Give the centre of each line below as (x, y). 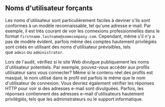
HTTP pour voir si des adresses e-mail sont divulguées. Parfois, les (74, 88)
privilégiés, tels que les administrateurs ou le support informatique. (74, 99)
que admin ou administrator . (34, 52)
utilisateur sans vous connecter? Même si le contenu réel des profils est (79, 72)
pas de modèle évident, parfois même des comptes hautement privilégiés (81, 41)
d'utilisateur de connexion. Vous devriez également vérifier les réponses (80, 83)
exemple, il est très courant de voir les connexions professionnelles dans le (82, 31)
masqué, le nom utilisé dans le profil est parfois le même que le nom (75, 77)
